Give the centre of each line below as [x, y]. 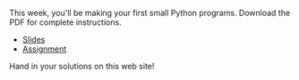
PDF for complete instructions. [66, 22]
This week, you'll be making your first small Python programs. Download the [150, 13]
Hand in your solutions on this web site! [82, 66]
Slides [34, 40]
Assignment [44, 49]
